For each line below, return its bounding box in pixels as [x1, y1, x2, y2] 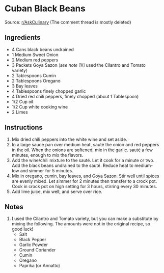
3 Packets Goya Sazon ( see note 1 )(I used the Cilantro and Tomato [11, 62, 146, 68]
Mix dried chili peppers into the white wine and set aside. [11, 136, 127, 142]
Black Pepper [19, 237, 47, 243]
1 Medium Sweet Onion [11, 52, 58, 57]
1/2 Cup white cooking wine [11, 104, 68, 109]
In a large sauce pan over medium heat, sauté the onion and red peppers [11, 141, 159, 147]
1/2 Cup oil [11, 99, 34, 105]
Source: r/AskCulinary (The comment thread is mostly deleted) [4, 19, 131, 25]
